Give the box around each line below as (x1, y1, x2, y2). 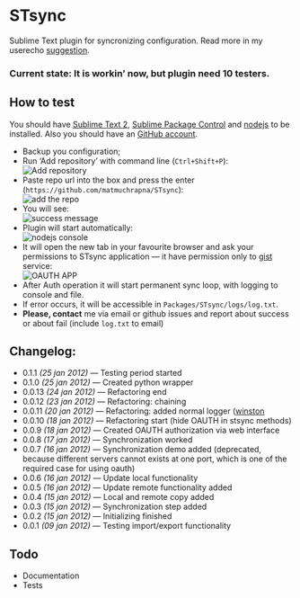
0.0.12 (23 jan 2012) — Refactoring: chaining (22, 397, 187, 407)
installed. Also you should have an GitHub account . (9, 128, 199, 139)
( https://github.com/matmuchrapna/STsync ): (22, 183, 184, 194)
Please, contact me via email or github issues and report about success (22, 308, 289, 319)
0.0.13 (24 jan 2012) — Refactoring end (22, 387, 167, 397)
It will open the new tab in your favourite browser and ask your (22, 241, 254, 252)
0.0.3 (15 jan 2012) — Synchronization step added (22, 501, 207, 513)
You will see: (22, 203, 70, 214)
